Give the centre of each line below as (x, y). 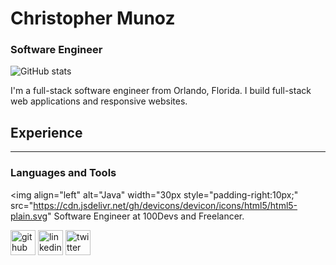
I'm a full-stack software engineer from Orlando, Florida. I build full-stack (161, 91)
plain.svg (29, 216)
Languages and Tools (63, 173)
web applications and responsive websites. (99, 101)
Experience (46, 132)
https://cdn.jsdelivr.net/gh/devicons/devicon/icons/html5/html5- (165, 205)
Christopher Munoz (93, 18)
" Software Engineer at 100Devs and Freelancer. (146, 216)
